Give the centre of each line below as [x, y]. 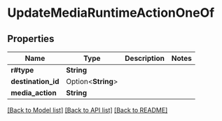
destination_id [35, 81]
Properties [31, 39]
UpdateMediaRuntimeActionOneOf [111, 13]
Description [145, 58]
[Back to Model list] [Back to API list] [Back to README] [88, 110]
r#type [22, 70]
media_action [34, 93]
